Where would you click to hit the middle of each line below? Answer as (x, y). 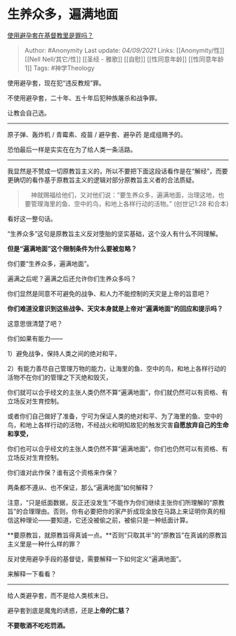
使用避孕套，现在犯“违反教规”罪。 (56, 82)
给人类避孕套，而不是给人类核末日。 (60, 595)
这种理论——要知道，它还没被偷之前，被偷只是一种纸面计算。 (102, 520)
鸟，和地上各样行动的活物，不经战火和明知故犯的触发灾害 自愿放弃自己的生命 (118, 424)
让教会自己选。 (29, 113)
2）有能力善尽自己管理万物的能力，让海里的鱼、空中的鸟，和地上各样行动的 (117, 368)
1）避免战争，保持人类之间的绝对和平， (64, 353)
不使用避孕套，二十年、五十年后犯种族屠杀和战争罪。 (84, 98)
